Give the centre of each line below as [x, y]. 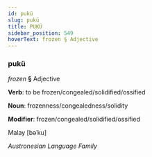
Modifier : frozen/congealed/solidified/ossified [74, 119]
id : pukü [20, 14]
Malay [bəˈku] [27, 133]
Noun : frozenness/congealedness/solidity [68, 106]
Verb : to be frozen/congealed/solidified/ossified [77, 92]
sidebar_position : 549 [41, 33]
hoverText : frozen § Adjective [53, 40]
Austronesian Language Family [53, 146]
